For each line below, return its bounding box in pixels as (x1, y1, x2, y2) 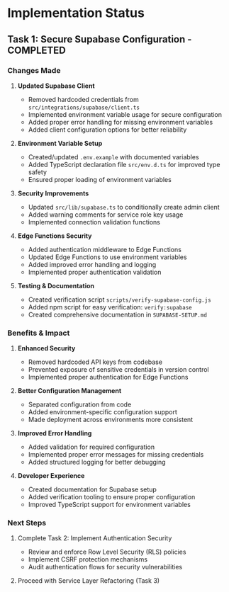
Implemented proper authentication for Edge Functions (28, 373, 189, 382)
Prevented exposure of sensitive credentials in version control (28, 365, 209, 374)
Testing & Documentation (17, 281, 94, 290)
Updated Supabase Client (17, 81, 95, 90)
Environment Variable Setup (17, 139, 103, 147)
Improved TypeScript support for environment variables (28, 501, 191, 509)
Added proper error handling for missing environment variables (28, 118, 213, 126)
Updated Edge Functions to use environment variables (28, 253, 187, 261)
